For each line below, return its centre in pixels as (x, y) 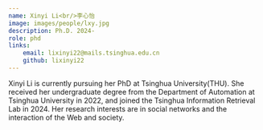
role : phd (25, 38)
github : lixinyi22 (53, 61)
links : (19, 46)
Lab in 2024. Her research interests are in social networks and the (118, 108)
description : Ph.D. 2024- (51, 30)
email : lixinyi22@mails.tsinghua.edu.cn (91, 53)
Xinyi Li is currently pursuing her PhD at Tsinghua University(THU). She (126, 83)
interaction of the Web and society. (66, 117)
